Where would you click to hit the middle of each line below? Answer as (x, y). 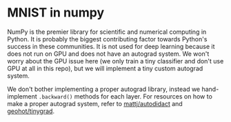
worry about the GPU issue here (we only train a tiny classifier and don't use (115, 61)
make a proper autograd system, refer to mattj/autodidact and (95, 103)
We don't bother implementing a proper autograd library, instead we (104, 89)
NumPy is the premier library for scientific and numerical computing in (107, 32)
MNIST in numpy (56, 13)
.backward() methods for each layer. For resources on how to (125, 96)
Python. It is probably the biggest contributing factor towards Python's (107, 39)
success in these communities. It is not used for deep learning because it (111, 46)
